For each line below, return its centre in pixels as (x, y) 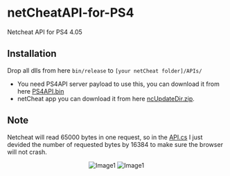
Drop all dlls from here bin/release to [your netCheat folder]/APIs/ (105, 70)
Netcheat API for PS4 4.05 (45, 32)
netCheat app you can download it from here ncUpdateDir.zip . (106, 98)
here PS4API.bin (41, 91)
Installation (32, 54)
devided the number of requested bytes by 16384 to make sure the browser (115, 144)
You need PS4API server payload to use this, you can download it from (118, 84)
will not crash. (27, 152)
